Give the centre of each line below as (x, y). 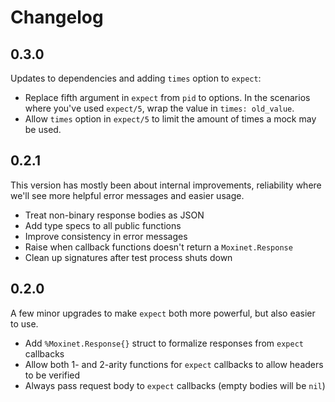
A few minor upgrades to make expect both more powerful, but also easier (163, 313)
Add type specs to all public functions (103, 225)
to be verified (52, 375)
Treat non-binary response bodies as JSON (114, 215)
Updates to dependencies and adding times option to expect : (136, 78)
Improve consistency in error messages (106, 236)
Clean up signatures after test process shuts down (128, 257)
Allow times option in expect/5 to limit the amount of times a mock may (170, 119)
